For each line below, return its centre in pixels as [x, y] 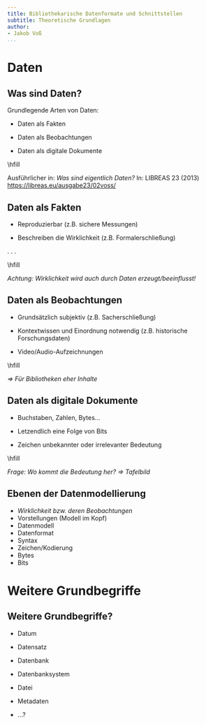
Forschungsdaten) [44, 338]
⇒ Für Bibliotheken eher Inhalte [52, 379]
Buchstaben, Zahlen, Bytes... [59, 417]
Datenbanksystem [43, 674]
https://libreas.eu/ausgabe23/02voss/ [62, 185]
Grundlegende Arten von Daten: [53, 110]
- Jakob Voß [24, 33]
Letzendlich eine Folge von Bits [62, 431]
